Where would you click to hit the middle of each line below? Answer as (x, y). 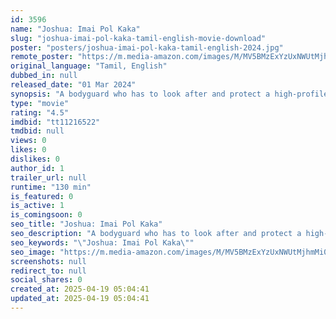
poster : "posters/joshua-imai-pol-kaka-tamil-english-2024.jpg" (147, 47)
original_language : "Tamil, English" (89, 66)
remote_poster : (42, 57)
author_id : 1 (37, 168)
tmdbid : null (37, 131)
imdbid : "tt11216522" (55, 122)
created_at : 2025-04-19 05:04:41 (80, 289)
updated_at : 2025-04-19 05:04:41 (80, 299)
